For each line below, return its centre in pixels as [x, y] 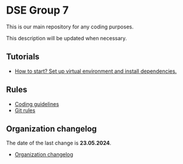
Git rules [25, 110]
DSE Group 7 [37, 10]
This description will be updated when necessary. [66, 38]
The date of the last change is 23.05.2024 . [59, 143]
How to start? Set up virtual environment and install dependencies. [96, 71]
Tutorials [23, 57]
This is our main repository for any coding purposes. [70, 27]
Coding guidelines [37, 104]
